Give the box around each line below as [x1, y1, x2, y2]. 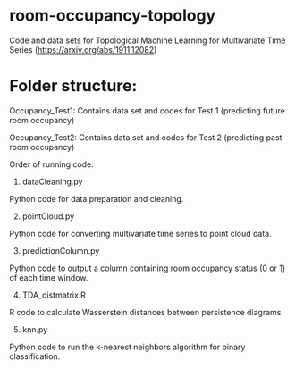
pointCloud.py [21, 211, 75, 222]
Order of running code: [9, 158, 94, 170]
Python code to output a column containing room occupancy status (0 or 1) [9, 263, 286, 273]
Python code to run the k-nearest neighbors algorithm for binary [9, 341, 246, 352]
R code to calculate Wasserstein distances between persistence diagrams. [9, 306, 284, 317]
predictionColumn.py [21, 245, 100, 256]
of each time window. [9, 272, 88, 282]
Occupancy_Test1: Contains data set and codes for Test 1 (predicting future [9, 105, 286, 116]
